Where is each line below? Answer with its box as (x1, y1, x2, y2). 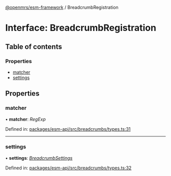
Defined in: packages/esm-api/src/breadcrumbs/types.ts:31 (5, 126, 131, 132)
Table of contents (5, 42, 62, 51)
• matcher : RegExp (5, 116, 46, 122)
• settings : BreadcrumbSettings (5, 155, 73, 161)
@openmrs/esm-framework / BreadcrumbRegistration (5, 5, 119, 10)
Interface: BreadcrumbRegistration (5, 22, 157, 34)
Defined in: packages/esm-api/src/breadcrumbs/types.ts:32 (5, 165, 132, 171)
